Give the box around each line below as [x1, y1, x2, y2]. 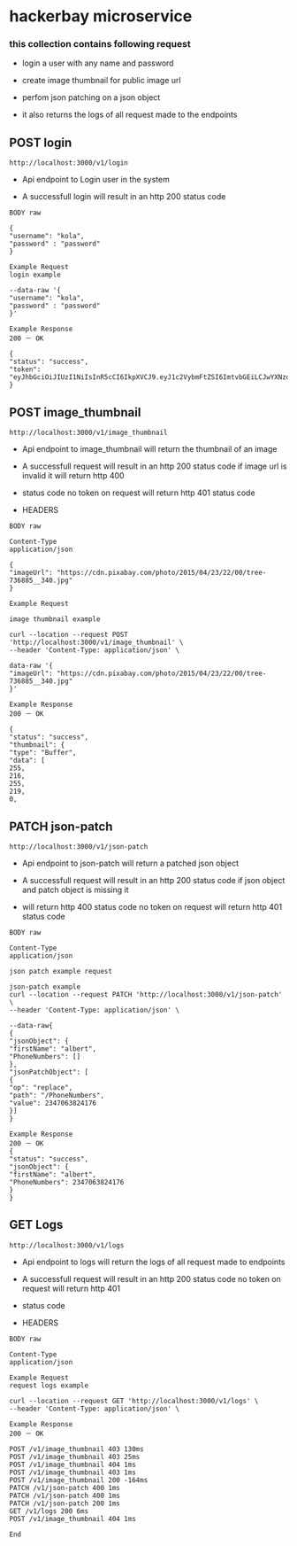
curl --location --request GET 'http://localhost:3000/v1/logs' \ [9, 1396, 259, 1405]
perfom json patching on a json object [21, 92, 161, 103]
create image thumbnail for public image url [21, 75, 181, 86]
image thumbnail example [9, 615, 101, 624]
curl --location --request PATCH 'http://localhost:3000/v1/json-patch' [9, 990, 283, 998]
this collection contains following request [9, 38, 192, 50]
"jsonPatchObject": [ [9, 1068, 89, 1076]
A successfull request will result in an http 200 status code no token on [21, 1273, 281, 1284]
